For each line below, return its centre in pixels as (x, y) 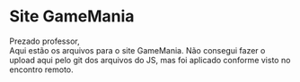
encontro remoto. (41, 70)
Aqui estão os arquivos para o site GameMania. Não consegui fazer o (137, 50)
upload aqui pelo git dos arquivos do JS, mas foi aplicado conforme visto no (150, 60)
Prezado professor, (44, 41)
